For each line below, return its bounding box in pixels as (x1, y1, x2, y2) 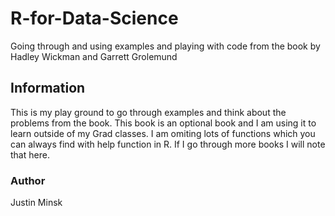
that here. (10, 148, 50, 161)
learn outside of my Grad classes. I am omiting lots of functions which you (10, 127, 316, 139)
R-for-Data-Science (10, 7, 179, 30)
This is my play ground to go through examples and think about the (10, 106, 287, 118)
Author (10, 173, 46, 187)
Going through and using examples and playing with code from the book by (10, 40, 321, 52)
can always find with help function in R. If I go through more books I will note (10, 138, 326, 150)
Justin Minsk (10, 197, 63, 209)
